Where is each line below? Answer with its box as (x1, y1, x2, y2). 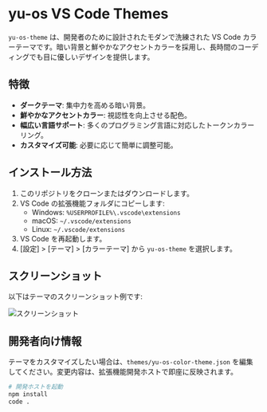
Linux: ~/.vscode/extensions (31, 224, 126, 233)
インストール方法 (8, 166, 92, 179)
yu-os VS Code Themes (8, 5, 169, 23)
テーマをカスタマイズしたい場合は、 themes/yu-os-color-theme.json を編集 (8, 357, 253, 367)
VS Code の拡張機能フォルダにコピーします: (19, 198, 165, 208)
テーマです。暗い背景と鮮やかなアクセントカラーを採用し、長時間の (14, 41, 238, 52)
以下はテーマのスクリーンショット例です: (8, 292, 143, 301)
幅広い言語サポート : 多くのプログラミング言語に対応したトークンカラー (19, 120, 255, 130)
